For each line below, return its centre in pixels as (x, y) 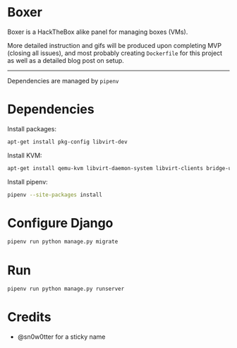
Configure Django (60, 223)
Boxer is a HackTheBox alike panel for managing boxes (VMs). (98, 32)
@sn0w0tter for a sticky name (61, 337)
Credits (29, 317)
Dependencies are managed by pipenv (63, 80)
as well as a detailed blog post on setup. (66, 60)
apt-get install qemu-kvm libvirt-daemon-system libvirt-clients (105, 168)
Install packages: (32, 128)
